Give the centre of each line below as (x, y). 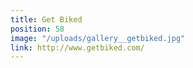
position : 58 (37, 29)
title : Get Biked (46, 19)
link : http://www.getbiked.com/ (77, 47)
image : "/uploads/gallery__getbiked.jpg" (98, 38)
